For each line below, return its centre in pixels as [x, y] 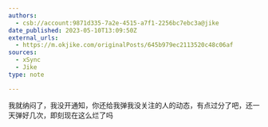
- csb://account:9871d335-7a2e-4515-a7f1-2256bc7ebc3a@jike [117, 23]
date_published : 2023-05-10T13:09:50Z [73, 30]
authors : [23, 15]
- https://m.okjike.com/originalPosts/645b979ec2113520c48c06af [124, 45]
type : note [26, 75]
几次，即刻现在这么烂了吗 [71, 115]
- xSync [28, 60]
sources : [23, 52]
